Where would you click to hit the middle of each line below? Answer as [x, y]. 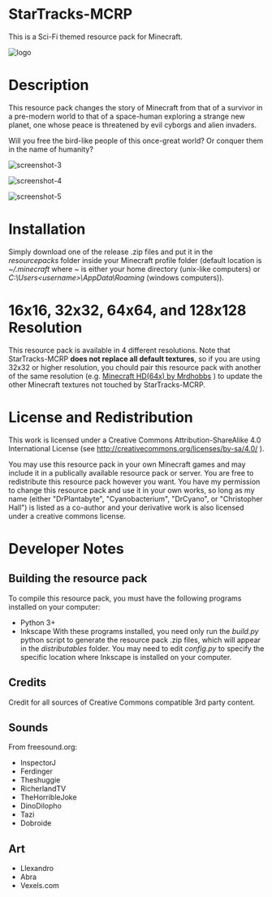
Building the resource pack [78, 578]
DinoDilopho [41, 806]
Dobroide [36, 823]
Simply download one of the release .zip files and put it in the [111, 252]
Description [49, 85]
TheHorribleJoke [48, 797]
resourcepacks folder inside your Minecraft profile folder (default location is [135, 260]
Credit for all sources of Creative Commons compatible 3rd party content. [132, 702]
